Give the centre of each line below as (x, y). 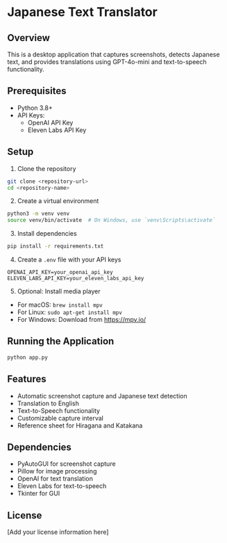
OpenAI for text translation (55, 479)
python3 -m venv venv (39, 214)
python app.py (28, 357)
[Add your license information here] (58, 532)
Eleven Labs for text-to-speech (62, 486)
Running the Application (61, 341)
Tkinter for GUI (39, 494)
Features (27, 379)
